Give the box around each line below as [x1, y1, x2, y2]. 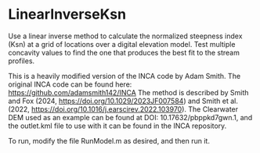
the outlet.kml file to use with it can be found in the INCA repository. [8, 121, 227, 130]
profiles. [8, 56, 35, 66]
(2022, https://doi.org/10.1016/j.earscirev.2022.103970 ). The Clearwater [8, 104, 239, 114]
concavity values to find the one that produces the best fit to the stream [8, 48, 240, 57]
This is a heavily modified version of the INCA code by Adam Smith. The [8, 71, 241, 80]
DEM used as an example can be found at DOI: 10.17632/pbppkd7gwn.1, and [8, 112, 253, 122]
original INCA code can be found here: [8, 80, 132, 89]
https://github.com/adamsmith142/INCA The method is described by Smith [8, 87, 249, 97]
